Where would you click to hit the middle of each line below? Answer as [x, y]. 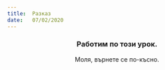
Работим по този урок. [117, 44]
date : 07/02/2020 [36, 20]
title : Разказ [29, 14]
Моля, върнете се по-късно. [117, 59]
